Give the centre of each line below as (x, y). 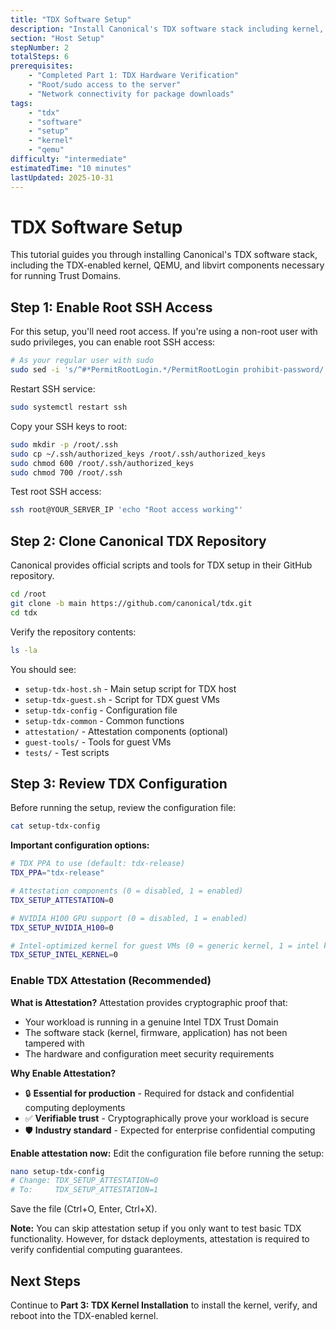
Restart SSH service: (53, 389)
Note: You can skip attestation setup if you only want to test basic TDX (156, 1228)
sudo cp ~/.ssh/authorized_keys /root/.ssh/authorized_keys (138, 454)
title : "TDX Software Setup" (71, 19)
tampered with (54, 1043)
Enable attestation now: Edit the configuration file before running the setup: (167, 1153)
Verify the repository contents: (73, 632)
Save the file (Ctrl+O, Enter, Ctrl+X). (84, 1209)
